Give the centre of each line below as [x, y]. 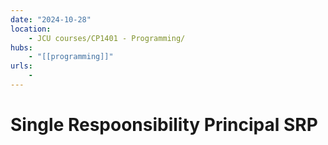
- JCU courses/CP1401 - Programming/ [107, 38]
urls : [21, 66]
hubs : [21, 47]
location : [31, 29]
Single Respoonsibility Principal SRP [164, 125]
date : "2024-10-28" [51, 19]
